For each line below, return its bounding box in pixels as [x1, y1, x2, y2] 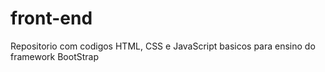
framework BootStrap [10, 50, 99, 62]
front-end [10, 7, 93, 30]
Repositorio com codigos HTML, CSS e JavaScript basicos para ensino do [10, 40, 316, 52]
